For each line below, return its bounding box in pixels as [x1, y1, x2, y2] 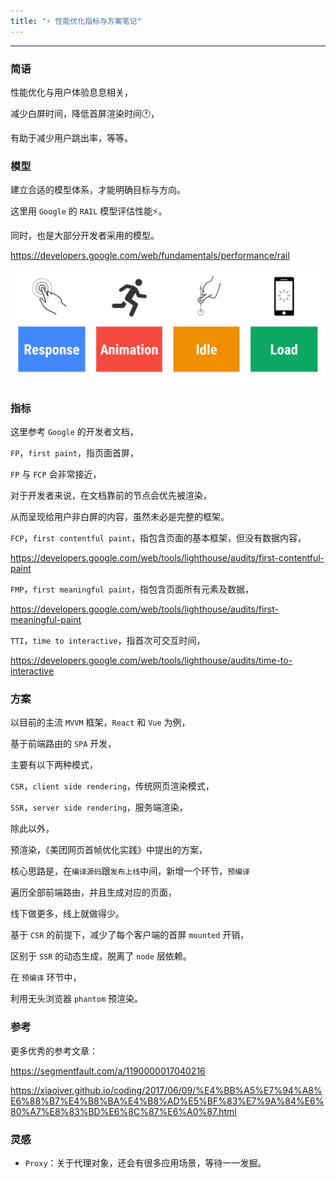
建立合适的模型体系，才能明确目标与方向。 [10, 184, 186, 196]
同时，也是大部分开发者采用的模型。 [10, 230, 160, 242]
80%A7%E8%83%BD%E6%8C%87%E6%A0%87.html [10, 1105, 237, 1117]
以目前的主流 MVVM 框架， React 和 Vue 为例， [10, 716, 191, 729]
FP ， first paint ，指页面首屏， [10, 447, 140, 459]
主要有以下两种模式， [10, 759, 98, 771]
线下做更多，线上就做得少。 [10, 908, 125, 920]
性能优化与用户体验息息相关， [10, 86, 133, 98]
